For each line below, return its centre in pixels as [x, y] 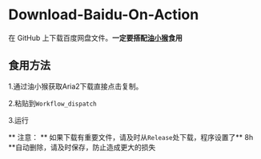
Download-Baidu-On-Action [104, 15]
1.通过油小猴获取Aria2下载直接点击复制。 [76, 86]
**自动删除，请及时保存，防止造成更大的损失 [82, 147]
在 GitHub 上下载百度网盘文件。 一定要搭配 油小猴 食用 [95, 38]
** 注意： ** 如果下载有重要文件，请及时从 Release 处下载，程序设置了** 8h [131, 137]
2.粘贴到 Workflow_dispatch [53, 103]
